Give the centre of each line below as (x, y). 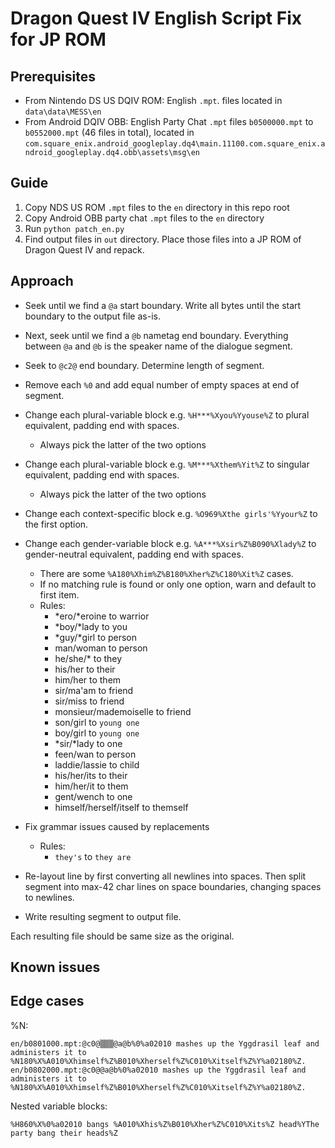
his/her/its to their (91, 775)
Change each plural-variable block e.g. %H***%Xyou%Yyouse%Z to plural (167, 414)
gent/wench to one (93, 796)
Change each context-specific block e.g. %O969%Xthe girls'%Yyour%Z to (171, 513)
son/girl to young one (97, 722)
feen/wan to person (95, 754)
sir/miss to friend (89, 701)
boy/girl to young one (97, 733)
